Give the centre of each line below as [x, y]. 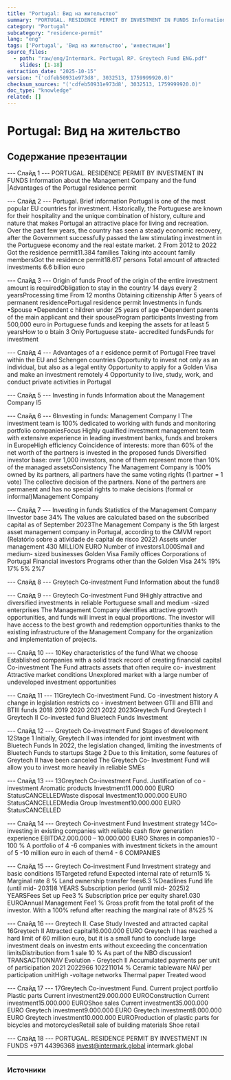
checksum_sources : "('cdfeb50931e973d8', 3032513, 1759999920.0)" [104, 84]
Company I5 [24, 402]
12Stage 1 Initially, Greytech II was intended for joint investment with [103, 738]
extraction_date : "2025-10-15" [52, 71]
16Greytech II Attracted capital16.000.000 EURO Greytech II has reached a [112, 931]
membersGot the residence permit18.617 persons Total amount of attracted [113, 260]
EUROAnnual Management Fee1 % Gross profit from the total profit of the [111, 903]
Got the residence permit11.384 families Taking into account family [101, 252]
